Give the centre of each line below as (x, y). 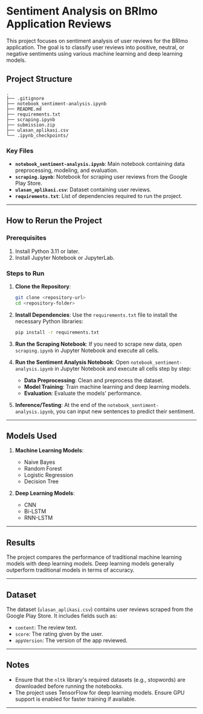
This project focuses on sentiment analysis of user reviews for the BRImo (97, 41)
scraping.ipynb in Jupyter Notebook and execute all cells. (87, 350)
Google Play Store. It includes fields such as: (62, 616)
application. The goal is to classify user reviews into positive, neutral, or (95, 47)
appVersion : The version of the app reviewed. (71, 641)
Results (21, 542)
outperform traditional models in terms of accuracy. (70, 570)
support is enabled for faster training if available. (76, 699)
